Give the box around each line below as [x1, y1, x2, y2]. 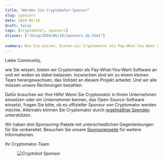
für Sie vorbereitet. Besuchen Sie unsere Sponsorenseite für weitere [5, 126, 142, 132]
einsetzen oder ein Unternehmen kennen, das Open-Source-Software [5, 97, 145, 102]
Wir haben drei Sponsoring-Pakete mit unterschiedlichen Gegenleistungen [5, 121, 154, 127]
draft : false [5, 23, 32, 28]
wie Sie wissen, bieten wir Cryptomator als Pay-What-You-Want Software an [5, 67, 157, 73]
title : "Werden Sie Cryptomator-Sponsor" [5, 8, 90, 13]
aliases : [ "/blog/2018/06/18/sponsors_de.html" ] [5, 33, 105, 38]
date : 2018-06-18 [5, 18, 40, 23]
